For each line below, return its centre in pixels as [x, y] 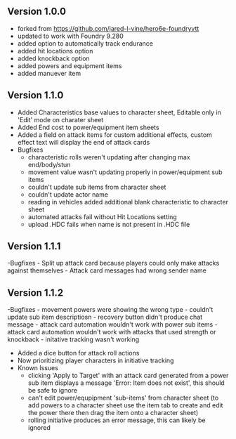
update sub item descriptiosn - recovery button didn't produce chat [105, 317]
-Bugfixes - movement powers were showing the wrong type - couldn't [110, 310]
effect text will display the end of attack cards [84, 142]
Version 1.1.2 [35, 293]
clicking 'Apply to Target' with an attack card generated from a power [128, 376]
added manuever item [49, 73]
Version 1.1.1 [34, 246]
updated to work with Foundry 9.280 [71, 36]
